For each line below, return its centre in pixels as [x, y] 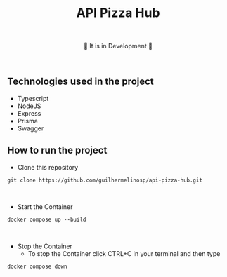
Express [29, 113]
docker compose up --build [47, 219]
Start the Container [45, 207]
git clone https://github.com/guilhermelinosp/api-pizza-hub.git [105, 180]
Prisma [28, 121]
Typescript [33, 98]
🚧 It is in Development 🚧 [118, 46]
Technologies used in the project [81, 82]
